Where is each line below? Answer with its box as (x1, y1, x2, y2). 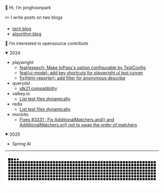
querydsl (12, 80, 30, 86)
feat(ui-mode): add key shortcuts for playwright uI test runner (19, 70, 143, 75)
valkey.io (12, 91, 30, 96)
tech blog (12, 26, 32, 31)
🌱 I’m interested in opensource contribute (5, 41, 89, 46)
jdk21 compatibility (19, 86, 58, 91)
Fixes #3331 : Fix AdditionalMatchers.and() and (19, 117, 115, 122)
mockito (12, 112, 29, 117)
